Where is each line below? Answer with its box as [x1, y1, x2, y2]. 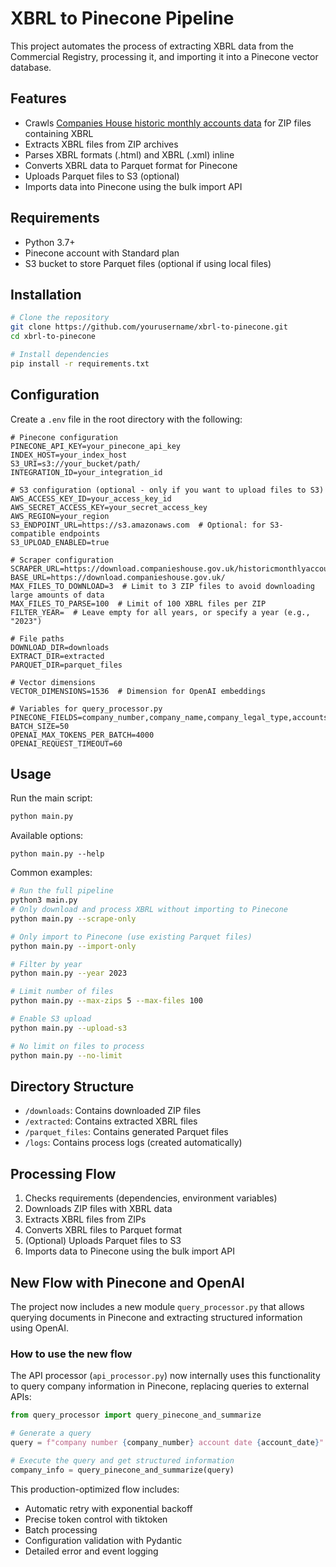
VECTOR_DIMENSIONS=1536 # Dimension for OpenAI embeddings [10, 686, 267, 696]
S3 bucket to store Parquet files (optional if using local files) [24, 257, 272, 269]
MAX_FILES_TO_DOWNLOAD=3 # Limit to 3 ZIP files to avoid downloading [10, 581, 315, 591]
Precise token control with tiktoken [24, 1513, 168, 1525]
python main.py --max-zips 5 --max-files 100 [10, 996, 203, 1006]
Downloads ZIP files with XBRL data [24, 1203, 173, 1215]
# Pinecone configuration [10, 432, 118, 442]
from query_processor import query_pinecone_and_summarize [10, 1410, 262, 1421]
